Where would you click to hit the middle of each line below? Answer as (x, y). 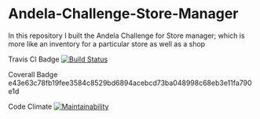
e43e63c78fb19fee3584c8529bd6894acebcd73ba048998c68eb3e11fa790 (130, 83)
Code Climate (30, 106)
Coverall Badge (33, 74)
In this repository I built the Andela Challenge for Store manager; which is (126, 35)
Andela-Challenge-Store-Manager (123, 14)
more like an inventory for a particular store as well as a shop (107, 43)
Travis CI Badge (34, 59)
